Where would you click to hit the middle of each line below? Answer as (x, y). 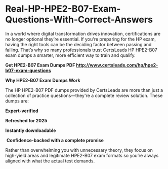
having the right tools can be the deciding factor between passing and (78, 44)
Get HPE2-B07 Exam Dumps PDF (40, 65)
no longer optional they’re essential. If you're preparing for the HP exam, (80, 39)
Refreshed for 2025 (26, 120)
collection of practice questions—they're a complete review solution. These (84, 95)
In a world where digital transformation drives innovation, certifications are (83, 33)
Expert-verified (22, 111)
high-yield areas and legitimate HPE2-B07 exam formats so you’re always (82, 155)
